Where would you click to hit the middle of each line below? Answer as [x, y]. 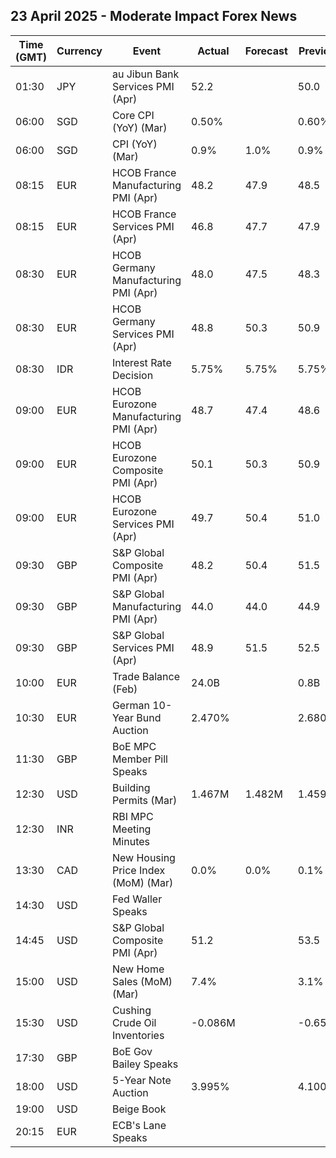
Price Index [138, 870]
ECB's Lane [139, 1125]
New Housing [143, 857]
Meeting [131, 829]
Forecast [266, 51]
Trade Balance [145, 676]
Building [131, 787]
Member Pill [139, 759]
